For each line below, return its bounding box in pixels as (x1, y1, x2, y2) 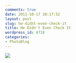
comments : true (5, 7, 36, 12)
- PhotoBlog (5, 39, 29, 44)
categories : (5, 35, 29, 40)
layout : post (5, 16, 32, 21)
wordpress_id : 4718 (5, 30, 45, 35)
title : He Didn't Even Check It (5, 26, 71, 31)
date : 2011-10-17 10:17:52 (5, 12, 60, 17)
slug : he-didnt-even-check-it (5, 21, 67, 26)
